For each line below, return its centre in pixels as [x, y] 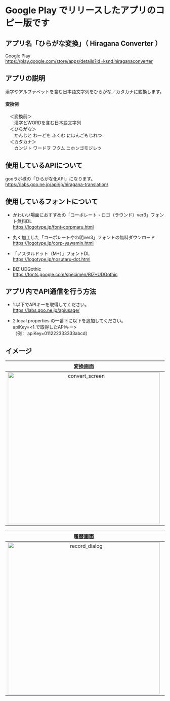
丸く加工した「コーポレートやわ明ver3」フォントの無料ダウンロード [84, 237]
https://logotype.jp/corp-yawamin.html [53, 243]
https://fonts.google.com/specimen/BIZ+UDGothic [65, 274]
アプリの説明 [25, 78]
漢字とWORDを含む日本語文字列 [48, 123]
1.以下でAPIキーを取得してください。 [51, 305]
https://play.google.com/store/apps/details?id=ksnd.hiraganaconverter [79, 61]
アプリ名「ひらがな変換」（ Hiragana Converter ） [83, 43]
